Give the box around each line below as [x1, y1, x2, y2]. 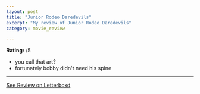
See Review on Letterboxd [6, 82, 71, 89]
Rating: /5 [6, 47, 31, 54]
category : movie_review [6, 25, 65, 32]
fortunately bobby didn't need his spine [14, 65, 112, 72]
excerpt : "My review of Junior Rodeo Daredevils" [6, 20, 132, 26]
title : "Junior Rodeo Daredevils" [6, 14, 92, 20]
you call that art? [14, 58, 57, 65]
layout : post [6, 8, 39, 15]
